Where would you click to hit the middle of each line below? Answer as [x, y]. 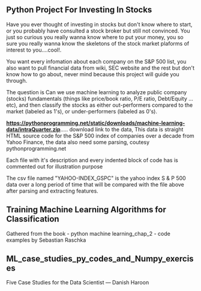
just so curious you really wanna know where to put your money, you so [95, 37]
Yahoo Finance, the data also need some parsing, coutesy [78, 142]
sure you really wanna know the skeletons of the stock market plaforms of [98, 43]
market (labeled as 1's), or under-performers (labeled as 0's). [82, 111]
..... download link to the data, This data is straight [122, 129]
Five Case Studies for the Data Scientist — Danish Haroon [78, 283]
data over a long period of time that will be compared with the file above [95, 184]
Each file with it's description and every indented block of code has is [92, 160]
